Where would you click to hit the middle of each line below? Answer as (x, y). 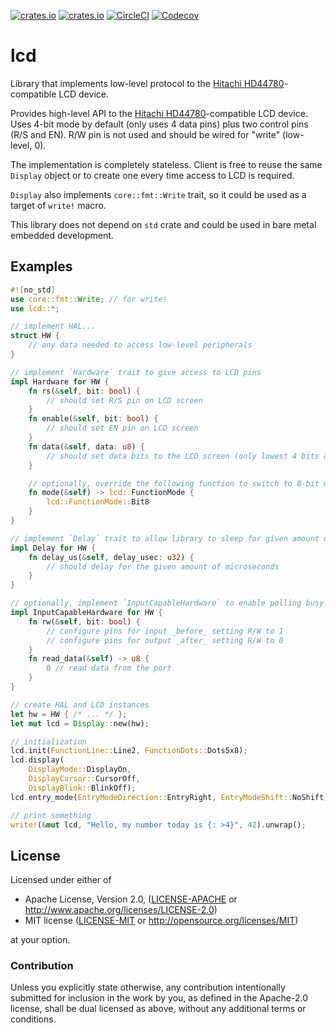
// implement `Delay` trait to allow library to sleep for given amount (165, 538)
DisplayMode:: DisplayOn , (80, 770)
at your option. (40, 940)
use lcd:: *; (35, 308)
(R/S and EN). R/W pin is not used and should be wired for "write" (145, 134)
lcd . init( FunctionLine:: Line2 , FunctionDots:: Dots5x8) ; (129, 751)
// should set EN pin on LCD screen (122, 428)
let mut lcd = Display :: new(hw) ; (80, 723)
